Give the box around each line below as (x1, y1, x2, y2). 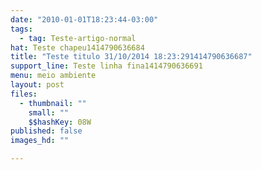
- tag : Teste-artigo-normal (19, 33, 137, 43)
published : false (10, 126, 83, 136)
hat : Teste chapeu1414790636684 (10, 42, 145, 53)
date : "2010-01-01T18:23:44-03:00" (10, 14, 159, 25)
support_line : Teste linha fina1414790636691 (10, 61, 203, 71)
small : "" (28, 107, 70, 118)
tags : (10, 24, 33, 34)
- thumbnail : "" (19, 98, 87, 108)
